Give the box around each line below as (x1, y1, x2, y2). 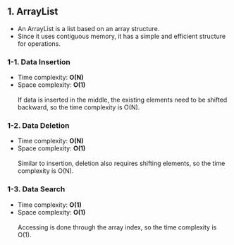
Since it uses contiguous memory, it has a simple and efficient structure (17, 32, 226, 40)
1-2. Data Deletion (7, 121, 70, 131)
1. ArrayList (7, 6, 58, 18)
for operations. (17, 39, 61, 48)
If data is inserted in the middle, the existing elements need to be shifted (17, 95, 228, 104)
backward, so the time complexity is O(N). (17, 103, 140, 112)
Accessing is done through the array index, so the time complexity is (17, 222, 217, 232)
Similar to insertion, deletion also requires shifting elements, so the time (17, 159, 226, 168)
